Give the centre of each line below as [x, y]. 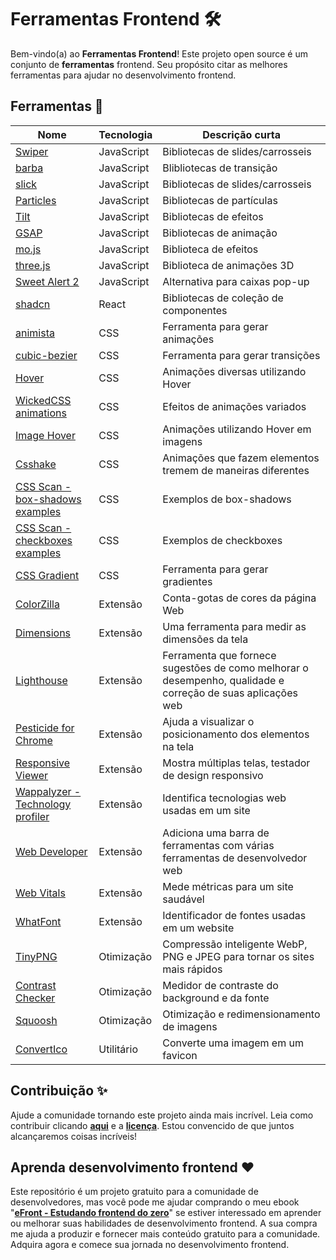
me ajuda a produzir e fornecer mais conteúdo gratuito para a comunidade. [165, 1234]
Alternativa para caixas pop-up [236, 281]
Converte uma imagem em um [233, 1043]
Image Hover [45, 435]
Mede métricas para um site [228, 886]
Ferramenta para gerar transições [241, 355]
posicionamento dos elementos [236, 734]
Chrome [34, 740]
